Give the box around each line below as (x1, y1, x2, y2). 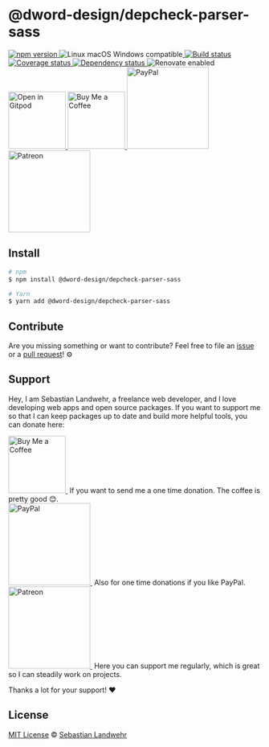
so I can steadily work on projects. (8, 669, 122, 679)
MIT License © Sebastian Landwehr (8, 729, 128, 739)
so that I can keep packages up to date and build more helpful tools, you (8, 411, 247, 421)
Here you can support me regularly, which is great (93, 661, 260, 671)
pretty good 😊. (8, 494, 59, 503)
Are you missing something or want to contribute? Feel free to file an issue (8, 341, 255, 351)
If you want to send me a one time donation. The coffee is (69, 485, 261, 495)
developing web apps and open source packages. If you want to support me (8, 402, 261, 412)
